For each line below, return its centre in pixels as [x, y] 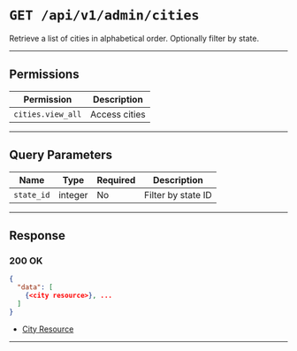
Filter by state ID [178, 195]
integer [73, 195]
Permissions [44, 75]
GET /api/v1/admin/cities [104, 15]
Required [116, 179]
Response [38, 236]
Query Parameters [61, 155]
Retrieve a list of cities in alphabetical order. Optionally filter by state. [134, 38]
